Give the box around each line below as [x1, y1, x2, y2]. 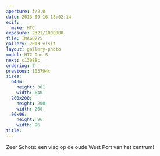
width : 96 [16, 122, 41, 128]
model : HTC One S [6, 52, 48, 58]
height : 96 [16, 117, 43, 123]
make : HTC [11, 24, 35, 31]
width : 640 [16, 90, 43, 95]
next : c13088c [6, 57, 41, 63]
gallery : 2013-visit [6, 41, 56, 47]
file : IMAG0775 [6, 36, 43, 41]
